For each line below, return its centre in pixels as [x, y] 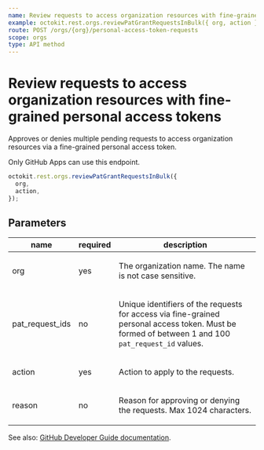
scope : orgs [27, 37]
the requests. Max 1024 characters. [185, 411]
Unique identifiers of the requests [181, 305]
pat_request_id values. [161, 344]
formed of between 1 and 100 [174, 334]
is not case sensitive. [158, 276]
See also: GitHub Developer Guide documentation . [90, 437]
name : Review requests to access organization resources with [112, 15]
